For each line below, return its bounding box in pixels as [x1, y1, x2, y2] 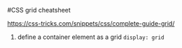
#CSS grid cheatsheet [7, 6, 71, 14]
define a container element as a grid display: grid [17, 33, 164, 41]
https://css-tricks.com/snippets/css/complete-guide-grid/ [7, 19, 175, 27]
